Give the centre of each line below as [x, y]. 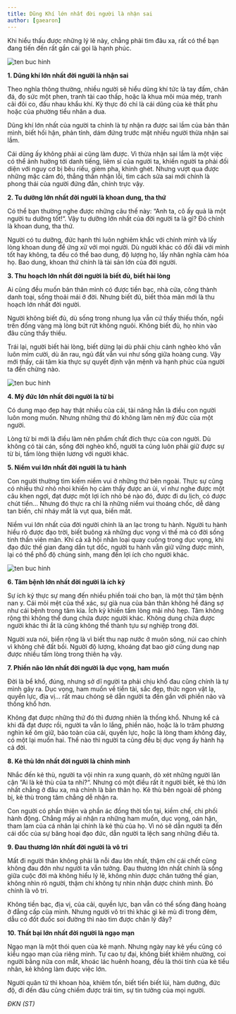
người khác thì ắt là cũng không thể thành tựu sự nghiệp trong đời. [103, 625]
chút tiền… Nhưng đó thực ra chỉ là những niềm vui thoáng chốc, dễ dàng [114, 503]
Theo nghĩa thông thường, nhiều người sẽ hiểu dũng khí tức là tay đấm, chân [118, 89]
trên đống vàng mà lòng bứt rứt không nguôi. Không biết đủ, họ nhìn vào [112, 326]
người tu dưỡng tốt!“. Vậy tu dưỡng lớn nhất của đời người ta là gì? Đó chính [116, 218]
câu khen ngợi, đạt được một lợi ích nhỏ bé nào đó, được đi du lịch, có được [117, 496]
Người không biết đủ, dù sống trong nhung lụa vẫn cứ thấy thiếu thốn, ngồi [116, 318]
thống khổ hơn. [29, 704]
